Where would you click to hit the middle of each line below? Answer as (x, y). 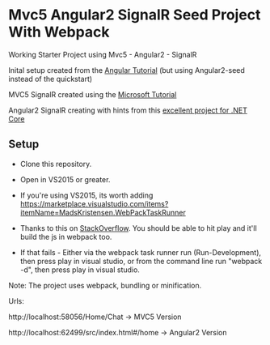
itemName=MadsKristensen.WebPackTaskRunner (103, 212)
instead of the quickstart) (51, 79)
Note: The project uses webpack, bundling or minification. (105, 285)
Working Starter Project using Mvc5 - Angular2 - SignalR (103, 54)
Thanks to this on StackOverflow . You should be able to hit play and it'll (138, 228)
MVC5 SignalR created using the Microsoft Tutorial (93, 94)
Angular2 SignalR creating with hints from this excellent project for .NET (128, 110)
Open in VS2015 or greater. (65, 179)
